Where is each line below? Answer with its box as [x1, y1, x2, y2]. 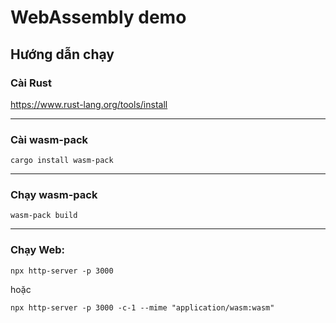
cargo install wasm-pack [10, 156, 114, 166]
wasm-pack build [10, 211, 78, 221]
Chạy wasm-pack [10, 188, 98, 202]
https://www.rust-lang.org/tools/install [10, 98, 168, 110]
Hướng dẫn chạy [10, 46, 115, 63]
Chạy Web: [10, 243, 65, 257]
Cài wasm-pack [10, 132, 89, 146]
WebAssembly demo [10, 6, 187, 29]
